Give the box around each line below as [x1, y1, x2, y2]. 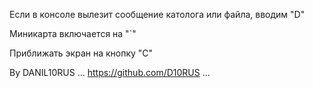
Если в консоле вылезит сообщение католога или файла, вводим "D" [9, 9, 306, 20]
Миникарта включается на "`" [9, 28, 137, 39]
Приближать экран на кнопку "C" [9, 47, 154, 59]
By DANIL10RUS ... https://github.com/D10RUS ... [9, 67, 211, 78]
